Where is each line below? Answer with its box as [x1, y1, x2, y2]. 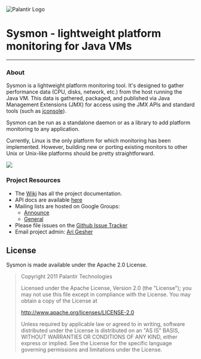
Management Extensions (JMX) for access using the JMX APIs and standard [6, 101, 195, 108]
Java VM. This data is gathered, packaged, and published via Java [6, 95, 170, 102]
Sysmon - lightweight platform [6, 27, 162, 40]
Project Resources [6, 176, 61, 184]
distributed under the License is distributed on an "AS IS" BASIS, [20, 327, 180, 334]
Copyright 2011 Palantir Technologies [20, 273, 112, 280]
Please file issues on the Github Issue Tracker [14, 222, 127, 229]
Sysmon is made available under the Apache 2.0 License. [6, 261, 148, 268]
